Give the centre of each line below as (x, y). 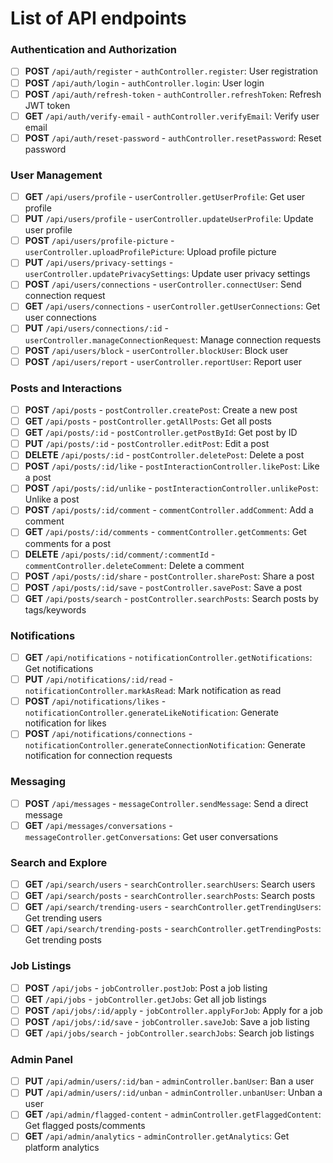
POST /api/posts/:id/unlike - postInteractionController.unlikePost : (171, 488)
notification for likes (65, 723)
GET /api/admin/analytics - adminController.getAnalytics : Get (157, 1136)
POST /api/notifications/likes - (95, 701)
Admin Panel (41, 1059)
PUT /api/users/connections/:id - (96, 328)
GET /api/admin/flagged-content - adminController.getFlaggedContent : (173, 1114)
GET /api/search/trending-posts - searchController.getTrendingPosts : (173, 929)
